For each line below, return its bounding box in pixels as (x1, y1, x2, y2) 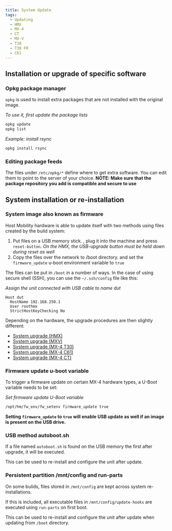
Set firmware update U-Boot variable (5, 395, 84, 401)
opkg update (5, 122, 31, 127)
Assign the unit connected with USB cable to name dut (5, 285, 121, 291)
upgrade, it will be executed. (5, 449, 66, 455)
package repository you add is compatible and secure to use (5, 181, 137, 187)
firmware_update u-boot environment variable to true (12, 260, 124, 266)
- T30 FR (10, 46, 29, 51)
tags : (5, 12, 17, 17)
